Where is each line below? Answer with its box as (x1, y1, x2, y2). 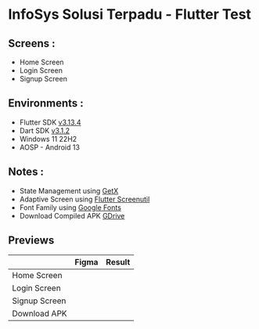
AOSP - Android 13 (19, 143, 81, 152)
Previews (8, 233, 55, 248)
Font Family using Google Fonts (19, 202, 121, 212)
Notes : (8, 165, 45, 179)
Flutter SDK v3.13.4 (19, 117, 81, 127)
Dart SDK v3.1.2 (19, 125, 70, 135)
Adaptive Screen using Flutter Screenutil (19, 194, 150, 204)
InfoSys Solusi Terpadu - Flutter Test (8, 5, 252, 23)
